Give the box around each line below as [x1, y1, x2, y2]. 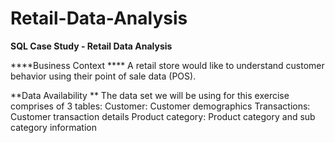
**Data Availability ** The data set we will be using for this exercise [10, 89, 290, 101]
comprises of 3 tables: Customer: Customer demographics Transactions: [10, 100, 311, 112]
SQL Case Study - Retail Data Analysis [10, 40, 173, 52]
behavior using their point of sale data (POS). [10, 70, 197, 82]
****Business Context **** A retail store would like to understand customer [10, 59, 325, 71]
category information [10, 121, 97, 133]
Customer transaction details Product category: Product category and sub [10, 110, 316, 122]
